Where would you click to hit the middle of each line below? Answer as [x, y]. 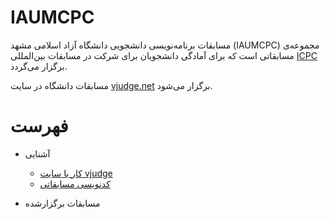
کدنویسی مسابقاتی [75, 183]
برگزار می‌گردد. [39, 66]
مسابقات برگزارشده [62, 203]
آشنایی [37, 153]
